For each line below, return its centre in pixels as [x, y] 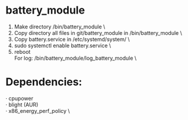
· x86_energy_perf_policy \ [38, 111]
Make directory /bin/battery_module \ [60, 27]
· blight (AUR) [22, 105]
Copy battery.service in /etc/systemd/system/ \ [72, 39]
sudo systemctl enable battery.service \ [63, 46]
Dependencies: [44, 82]
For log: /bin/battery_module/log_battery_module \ [75, 58]
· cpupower [20, 98]
